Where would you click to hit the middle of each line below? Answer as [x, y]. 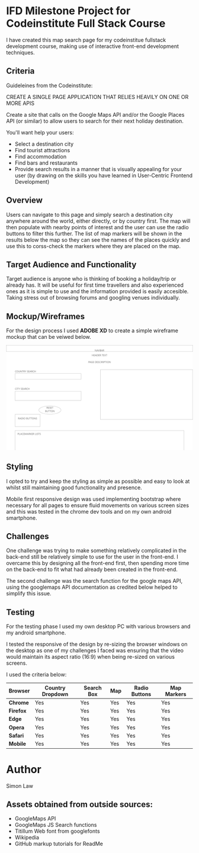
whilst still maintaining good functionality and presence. [74, 488]
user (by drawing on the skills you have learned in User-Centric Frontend [104, 175]
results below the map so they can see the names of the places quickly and [98, 240]
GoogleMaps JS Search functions [56, 825]
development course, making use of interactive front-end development [93, 46]
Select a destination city [44, 144]
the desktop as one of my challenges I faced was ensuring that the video [95, 650]
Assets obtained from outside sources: [79, 804]
